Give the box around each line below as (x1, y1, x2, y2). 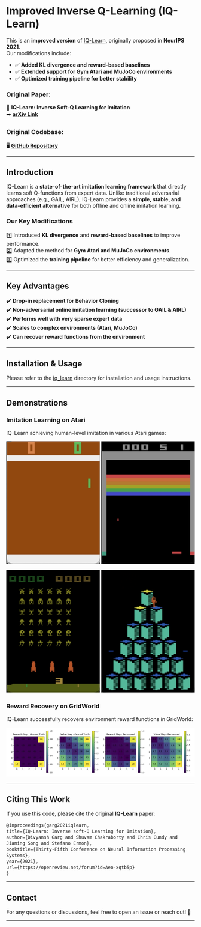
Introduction (6, 167, 54, 177)
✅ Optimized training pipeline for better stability (14, 74, 138, 82)
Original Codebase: (6, 128, 64, 136)
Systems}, (6, 853, 31, 859)
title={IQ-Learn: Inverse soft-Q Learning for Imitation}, (6, 828, 157, 834)
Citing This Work (6, 794, 71, 804)
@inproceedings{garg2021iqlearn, (6, 822, 90, 828)
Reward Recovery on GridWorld (6, 702, 100, 710)
